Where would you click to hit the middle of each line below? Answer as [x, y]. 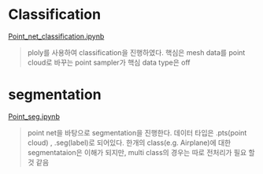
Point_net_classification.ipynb [56, 36]
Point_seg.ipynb [34, 117]
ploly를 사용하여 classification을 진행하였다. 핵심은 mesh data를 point [136, 52]
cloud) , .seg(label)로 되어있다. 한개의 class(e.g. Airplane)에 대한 [129, 143]
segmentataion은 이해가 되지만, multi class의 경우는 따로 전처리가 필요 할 [141, 152]
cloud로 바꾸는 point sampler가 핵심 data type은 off [109, 62]
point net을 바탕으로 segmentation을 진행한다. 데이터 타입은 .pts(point [137, 132]
